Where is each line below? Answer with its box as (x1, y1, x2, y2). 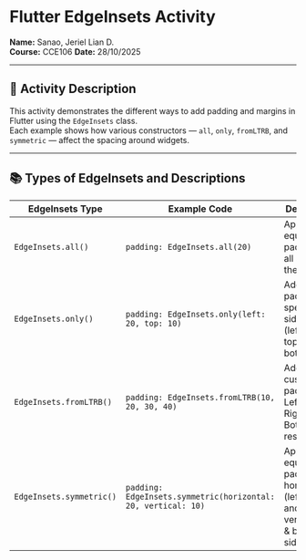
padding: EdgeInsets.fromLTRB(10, (126, 392, 275, 402)
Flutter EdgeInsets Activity (9, 6, 216, 27)
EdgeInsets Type (27, 202, 103, 215)
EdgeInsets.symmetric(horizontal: (126, 491, 275, 502)
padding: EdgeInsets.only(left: (126, 308, 266, 319)
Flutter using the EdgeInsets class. (9, 115, 138, 126)
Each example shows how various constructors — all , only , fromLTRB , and (9, 125, 289, 136)
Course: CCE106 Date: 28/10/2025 (9, 46, 141, 57)
